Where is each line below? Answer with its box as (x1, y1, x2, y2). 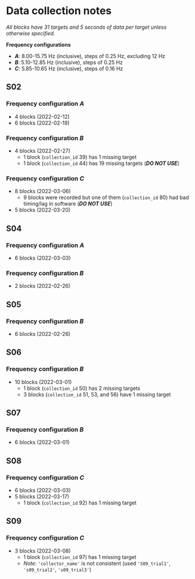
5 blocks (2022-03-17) (14, 493, 70, 500)
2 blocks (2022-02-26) (14, 282, 71, 289)
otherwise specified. (6, 29, 56, 36)
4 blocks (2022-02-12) (14, 113, 70, 120)
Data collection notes (6, 4, 112, 18)
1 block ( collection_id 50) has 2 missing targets (23, 385, 141, 392)
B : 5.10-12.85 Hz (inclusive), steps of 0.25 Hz (14, 59, 123, 66)
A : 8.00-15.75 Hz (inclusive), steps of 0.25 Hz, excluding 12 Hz (14, 52, 166, 59)
